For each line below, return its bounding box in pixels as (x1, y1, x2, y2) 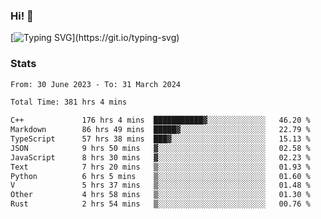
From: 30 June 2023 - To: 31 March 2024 (10, 79, 182, 89)
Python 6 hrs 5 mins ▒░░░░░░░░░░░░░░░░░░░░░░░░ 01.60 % (10, 171, 311, 181)
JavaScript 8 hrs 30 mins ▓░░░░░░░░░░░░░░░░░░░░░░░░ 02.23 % (10, 152, 311, 163)
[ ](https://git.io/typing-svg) (10, 32, 180, 44)
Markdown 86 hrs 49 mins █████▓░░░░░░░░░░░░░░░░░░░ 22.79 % (10, 125, 311, 135)
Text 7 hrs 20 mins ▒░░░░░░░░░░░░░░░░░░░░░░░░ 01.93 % (10, 162, 311, 172)
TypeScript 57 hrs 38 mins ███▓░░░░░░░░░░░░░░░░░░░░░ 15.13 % (10, 134, 311, 144)
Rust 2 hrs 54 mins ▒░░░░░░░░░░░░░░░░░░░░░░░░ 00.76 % (10, 199, 311, 209)
